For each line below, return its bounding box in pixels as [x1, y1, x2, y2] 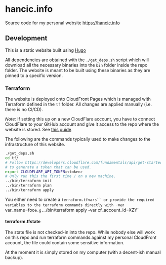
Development [5, 34, 48, 42]
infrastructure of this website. [5, 142, 65, 148]
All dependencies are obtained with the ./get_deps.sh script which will [5, 57, 149, 63]
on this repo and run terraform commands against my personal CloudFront [5, 234, 157, 240]
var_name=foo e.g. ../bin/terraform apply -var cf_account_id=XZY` [5, 207, 139, 213]
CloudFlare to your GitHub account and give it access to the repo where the [5, 121, 159, 127]
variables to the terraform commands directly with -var [5, 201, 124, 208]
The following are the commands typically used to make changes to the [5, 136, 151, 142]
